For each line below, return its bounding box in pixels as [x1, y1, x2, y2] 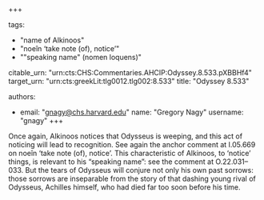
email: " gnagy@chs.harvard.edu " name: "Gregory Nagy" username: [19, 107, 244, 117]
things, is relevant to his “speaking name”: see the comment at [8, 157, 214, 166]
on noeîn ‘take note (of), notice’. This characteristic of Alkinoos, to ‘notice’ [8, 149, 251, 158]
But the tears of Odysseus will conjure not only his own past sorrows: [25, 166, 254, 174]
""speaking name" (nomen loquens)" [19, 53, 142, 62]
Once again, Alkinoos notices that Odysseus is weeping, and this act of [8, 131, 242, 141]
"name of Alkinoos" [19, 35, 85, 45]
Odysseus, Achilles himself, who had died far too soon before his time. [8, 182, 242, 192]
